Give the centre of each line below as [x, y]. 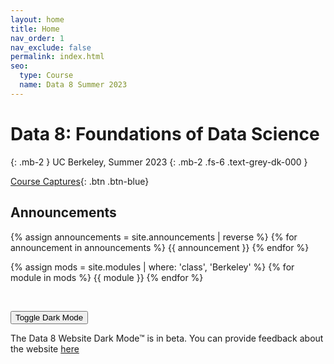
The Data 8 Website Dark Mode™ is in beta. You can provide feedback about [167, 338]
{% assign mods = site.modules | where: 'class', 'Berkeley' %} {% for [152, 267]
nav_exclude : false [51, 47]
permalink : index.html [57, 57]
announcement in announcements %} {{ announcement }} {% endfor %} [160, 247]
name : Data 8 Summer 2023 [73, 85]
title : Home [35, 29]
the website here [45, 348]
